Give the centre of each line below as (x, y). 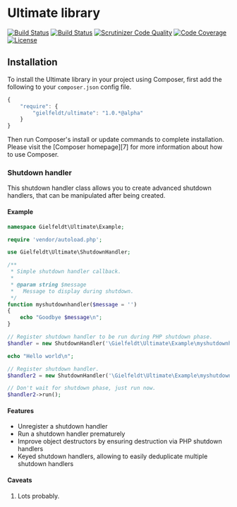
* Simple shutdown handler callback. (66, 272)
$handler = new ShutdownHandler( (56, 343)
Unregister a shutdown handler (62, 427)
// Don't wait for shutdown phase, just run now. (82, 388)
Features (20, 410)
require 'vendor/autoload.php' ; (55, 239)
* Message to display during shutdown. (72, 291)
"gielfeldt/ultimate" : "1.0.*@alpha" (88, 113)
